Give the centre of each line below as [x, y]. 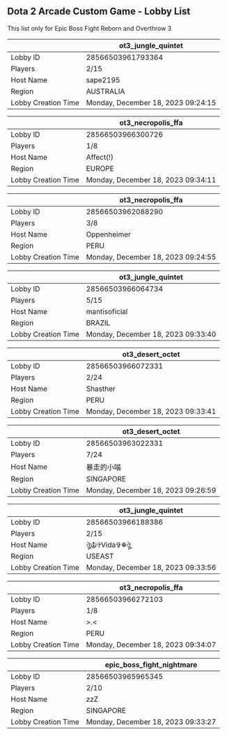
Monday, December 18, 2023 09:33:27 [151, 721]
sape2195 [103, 80]
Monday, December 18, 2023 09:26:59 [151, 490]
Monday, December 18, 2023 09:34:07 [151, 645]
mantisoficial [107, 311]
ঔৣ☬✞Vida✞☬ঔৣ [108, 545]
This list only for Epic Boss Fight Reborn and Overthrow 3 [89, 28]
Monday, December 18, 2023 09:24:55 [151, 257]
